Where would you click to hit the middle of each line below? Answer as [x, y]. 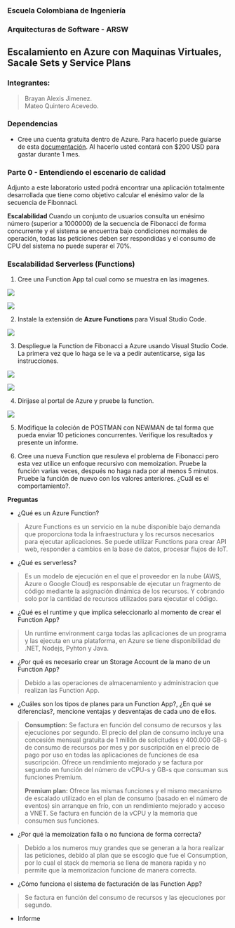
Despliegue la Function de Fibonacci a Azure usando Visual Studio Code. [123, 346]
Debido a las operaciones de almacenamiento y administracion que [121, 683]
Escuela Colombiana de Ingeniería [67, 11]
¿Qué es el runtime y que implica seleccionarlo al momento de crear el [119, 612]
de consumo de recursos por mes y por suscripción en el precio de [122, 748]
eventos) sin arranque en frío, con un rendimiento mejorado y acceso [125, 806]
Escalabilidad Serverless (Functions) [71, 264]
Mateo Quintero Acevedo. [62, 106]
